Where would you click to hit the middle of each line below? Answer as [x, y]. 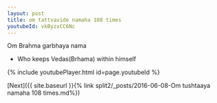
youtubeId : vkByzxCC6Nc [41, 26]
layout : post [26, 13]
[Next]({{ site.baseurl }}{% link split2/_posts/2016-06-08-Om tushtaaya [109, 86]
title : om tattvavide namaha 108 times [64, 20]
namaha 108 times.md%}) [44, 93]
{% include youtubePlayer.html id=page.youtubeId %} [84, 72]
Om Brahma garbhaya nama [47, 46]
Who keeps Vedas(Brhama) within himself [76, 59]
